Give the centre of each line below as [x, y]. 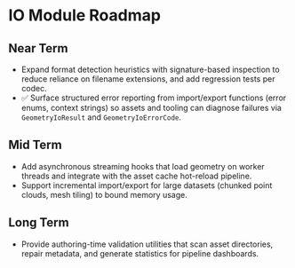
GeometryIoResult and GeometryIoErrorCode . [101, 117]
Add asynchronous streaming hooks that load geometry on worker [143, 166]
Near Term [38, 48]
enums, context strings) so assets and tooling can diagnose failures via [151, 108]
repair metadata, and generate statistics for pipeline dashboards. [140, 253]
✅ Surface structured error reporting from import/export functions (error [154, 98]
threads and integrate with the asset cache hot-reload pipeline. [136, 176]
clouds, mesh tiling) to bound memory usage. [104, 194]
